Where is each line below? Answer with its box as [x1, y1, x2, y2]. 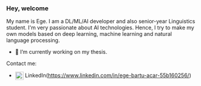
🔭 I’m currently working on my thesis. [14, 48, 107, 56]
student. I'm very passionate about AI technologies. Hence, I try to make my [6, 24, 194, 31]
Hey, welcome [6, 4, 49, 13]
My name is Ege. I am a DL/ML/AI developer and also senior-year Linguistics [6, 18, 196, 25]
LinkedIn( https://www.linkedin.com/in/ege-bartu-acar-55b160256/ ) [25, 72, 191, 79]
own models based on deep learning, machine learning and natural [6, 30, 172, 38]
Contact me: [6, 60, 37, 67]
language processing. [6, 37, 60, 44]
